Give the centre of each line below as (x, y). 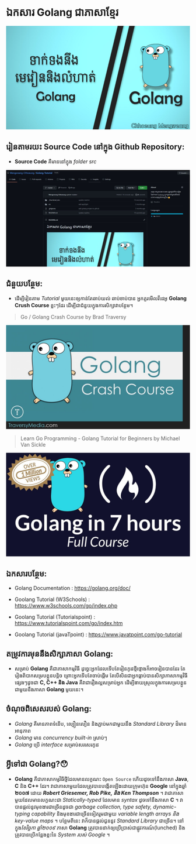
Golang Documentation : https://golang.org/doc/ (72, 588)
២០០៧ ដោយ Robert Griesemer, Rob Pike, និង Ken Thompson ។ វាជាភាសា (99, 792)
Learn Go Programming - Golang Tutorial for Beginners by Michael (100, 438)
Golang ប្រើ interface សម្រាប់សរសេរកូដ (57, 744)
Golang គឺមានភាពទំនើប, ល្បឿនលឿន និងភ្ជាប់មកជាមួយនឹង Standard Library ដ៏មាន (100, 723)
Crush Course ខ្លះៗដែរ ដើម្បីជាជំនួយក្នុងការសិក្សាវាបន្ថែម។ (73, 306)
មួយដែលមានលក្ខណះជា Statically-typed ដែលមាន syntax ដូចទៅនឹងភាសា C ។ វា (99, 800)
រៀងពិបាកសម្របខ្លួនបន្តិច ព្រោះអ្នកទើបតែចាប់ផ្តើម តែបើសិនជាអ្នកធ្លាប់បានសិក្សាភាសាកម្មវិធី (101, 675)
